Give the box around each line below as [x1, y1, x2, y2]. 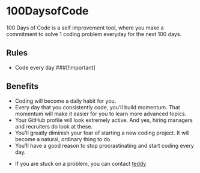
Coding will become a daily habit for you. [14, 97, 117, 105]
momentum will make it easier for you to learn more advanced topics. [14, 110, 187, 117]
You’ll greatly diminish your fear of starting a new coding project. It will [14, 129, 190, 136]
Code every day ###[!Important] [14, 64, 95, 71]
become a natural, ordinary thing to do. [14, 135, 112, 142]
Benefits [6, 81, 39, 91]
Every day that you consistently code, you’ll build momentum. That [14, 103, 180, 111]
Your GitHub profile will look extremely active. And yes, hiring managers [14, 116, 193, 124]
